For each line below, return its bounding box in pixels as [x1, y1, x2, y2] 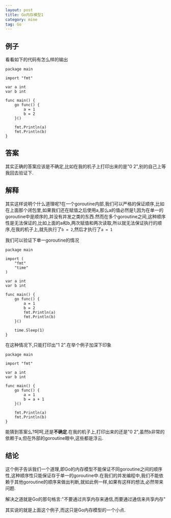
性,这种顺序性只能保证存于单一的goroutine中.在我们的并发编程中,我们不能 [5, 472, 159, 478]
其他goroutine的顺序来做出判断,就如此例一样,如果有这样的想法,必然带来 [14, 479, 164, 485]
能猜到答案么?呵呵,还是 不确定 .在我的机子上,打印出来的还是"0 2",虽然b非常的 [5, 429, 165, 435]
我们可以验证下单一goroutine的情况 [5, 237, 80, 243]
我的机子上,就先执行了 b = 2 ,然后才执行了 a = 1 [15, 226, 113, 232]
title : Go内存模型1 [5, 12, 44, 17]
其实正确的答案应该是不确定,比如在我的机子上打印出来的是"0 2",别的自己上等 [5, 163, 166, 169]
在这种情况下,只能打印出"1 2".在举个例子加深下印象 [5, 342, 112, 348]
